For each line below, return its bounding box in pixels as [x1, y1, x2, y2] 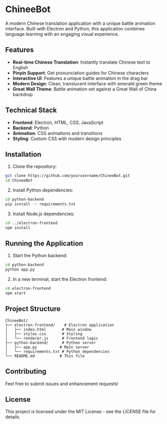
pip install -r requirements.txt [5, 202, 76, 207]
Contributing [5, 367, 47, 376]
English [12, 64, 28, 70]
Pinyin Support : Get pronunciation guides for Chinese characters [12, 70, 149, 76]
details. [5, 414, 21, 420]
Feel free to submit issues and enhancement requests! [5, 381, 119, 387]
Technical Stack [5, 106, 57, 115]
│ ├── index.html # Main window [5, 327, 92, 332]
